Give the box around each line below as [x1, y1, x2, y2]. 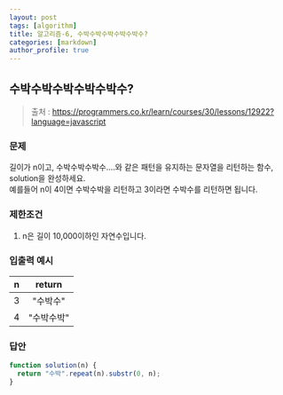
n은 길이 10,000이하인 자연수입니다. [21, 230, 146, 241]
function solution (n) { [9, 361, 98, 370]
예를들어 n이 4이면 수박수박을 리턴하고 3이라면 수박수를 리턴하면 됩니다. [9, 184, 258, 195]
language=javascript [30, 116, 106, 127]
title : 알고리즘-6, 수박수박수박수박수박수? [9, 29, 149, 38]
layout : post [9, 12, 58, 22]
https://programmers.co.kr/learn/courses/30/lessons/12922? [51, 106, 275, 116]
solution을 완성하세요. [9, 173, 86, 184]
